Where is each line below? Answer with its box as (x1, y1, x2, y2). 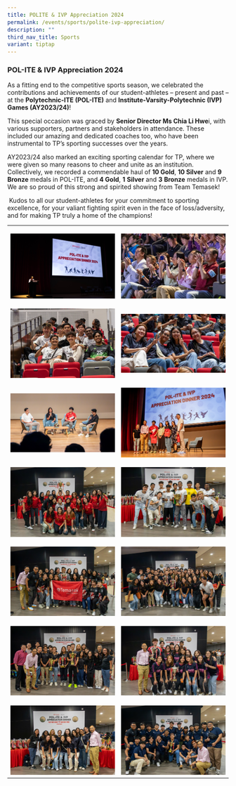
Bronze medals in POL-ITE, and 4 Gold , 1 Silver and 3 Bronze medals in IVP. (7, 176, 228, 184)
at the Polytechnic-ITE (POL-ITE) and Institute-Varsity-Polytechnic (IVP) (7, 96, 223, 105)
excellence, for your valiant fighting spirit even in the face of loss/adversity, (7, 204, 225, 212)
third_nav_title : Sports (7, 34, 80, 41)
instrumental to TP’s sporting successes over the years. (7, 139, 169, 148)
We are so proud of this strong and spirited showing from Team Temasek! (7, 183, 220, 191)
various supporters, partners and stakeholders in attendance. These (7, 124, 205, 133)
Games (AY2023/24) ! (7, 103, 72, 112)
